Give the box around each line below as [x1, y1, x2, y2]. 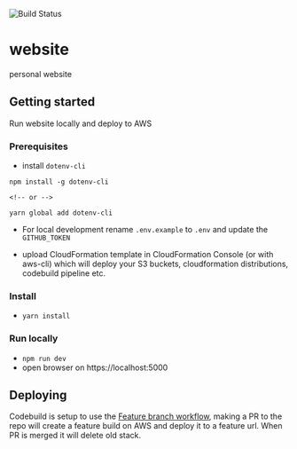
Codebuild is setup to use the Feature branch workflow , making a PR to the [9, 411, 283, 421]
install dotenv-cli [21, 161, 86, 171]
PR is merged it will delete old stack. [9, 430, 142, 441]
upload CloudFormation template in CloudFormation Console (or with [21, 249, 274, 260]
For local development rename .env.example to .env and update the [21, 224, 269, 235]
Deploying [9, 388, 67, 403]
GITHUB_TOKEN [21, 233, 71, 243]
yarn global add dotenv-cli [9, 209, 113, 217]
